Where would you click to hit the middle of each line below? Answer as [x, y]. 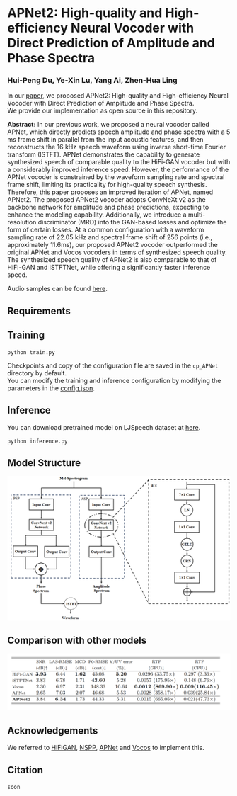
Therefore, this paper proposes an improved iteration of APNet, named [110, 192]
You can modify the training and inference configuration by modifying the [114, 380]
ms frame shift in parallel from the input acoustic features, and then [105, 140]
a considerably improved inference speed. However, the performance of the [118, 170]
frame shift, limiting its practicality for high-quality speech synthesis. [107, 185]
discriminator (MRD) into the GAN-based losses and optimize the [132, 222]
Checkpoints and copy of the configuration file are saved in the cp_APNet [113, 365]
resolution [22, 222]
